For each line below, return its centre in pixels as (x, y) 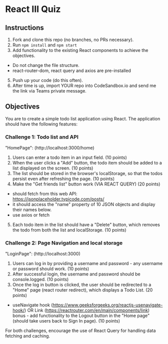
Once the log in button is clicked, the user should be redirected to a (82, 285)
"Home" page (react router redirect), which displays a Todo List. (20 (82, 290)
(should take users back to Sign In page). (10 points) (66, 321)
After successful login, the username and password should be (76, 274)
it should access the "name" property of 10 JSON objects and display (84, 204)
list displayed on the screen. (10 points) (53, 168)
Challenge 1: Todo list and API (42, 137)
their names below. (32, 210)
